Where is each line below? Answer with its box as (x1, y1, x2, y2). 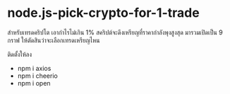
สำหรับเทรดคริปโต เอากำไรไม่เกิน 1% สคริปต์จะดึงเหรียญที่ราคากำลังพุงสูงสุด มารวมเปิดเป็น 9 (7, 28, 224, 36)
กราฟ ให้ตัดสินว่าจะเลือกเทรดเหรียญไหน (7, 36, 100, 44)
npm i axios (17, 64, 52, 72)
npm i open (17, 79, 51, 87)
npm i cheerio (17, 72, 58, 80)
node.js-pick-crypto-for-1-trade (7, 5, 200, 21)
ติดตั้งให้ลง (7, 50, 32, 58)
